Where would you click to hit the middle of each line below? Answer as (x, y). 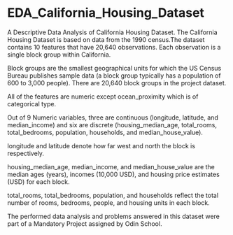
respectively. (26, 153)
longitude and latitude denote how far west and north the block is (101, 145)
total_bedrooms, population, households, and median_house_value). (105, 132)
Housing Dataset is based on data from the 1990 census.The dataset (106, 39)
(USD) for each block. (38, 181)
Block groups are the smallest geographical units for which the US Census (114, 68)
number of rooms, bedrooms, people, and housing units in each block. (108, 202)
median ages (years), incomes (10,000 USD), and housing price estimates (114, 174)
